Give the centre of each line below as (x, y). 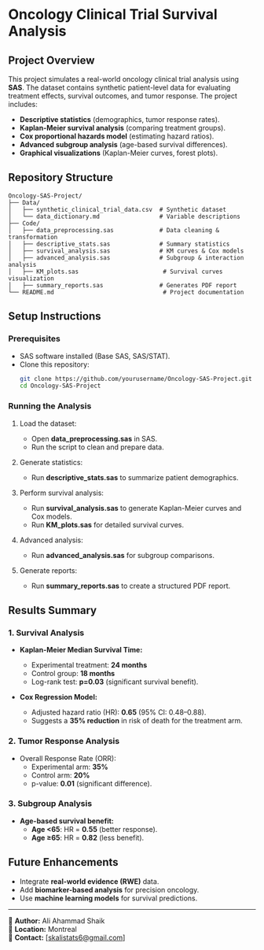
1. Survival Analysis (46, 633)
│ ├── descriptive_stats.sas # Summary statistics (119, 244)
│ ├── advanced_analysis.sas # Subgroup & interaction (126, 257)
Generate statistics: (51, 462)
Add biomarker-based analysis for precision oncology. (109, 889)
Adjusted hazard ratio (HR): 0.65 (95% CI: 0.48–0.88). (119, 712)
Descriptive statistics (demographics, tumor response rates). (119, 119)
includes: (23, 104)
